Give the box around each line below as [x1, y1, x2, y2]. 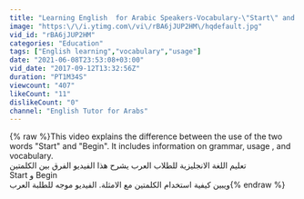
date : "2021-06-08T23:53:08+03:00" [9, 55, 145, 65]
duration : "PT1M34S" [9, 73, 88, 82]
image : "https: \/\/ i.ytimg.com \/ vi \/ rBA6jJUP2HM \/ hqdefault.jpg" [9, 22, 262, 31]
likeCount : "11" [9, 89, 71, 98]
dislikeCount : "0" [9, 97, 79, 107]
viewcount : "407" [9, 81, 76, 90]
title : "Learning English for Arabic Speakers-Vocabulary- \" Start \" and [9, 13, 296, 23]
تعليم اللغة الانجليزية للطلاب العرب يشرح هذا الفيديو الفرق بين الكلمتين [9, 160, 247, 171]
